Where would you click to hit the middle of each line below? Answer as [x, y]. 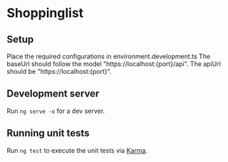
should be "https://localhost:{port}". [59, 71]
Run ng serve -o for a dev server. [56, 111]
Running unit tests [48, 133]
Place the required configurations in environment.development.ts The [109, 56]
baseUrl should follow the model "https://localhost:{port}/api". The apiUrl [114, 64]
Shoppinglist [45, 13]
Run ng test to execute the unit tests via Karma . [77, 150]
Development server [53, 94]
